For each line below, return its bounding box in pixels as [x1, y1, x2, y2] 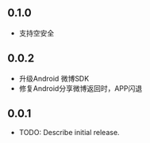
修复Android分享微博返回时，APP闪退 [18, 83, 143, 93]
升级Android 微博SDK [18, 73, 90, 83]
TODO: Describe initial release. [18, 128, 120, 137]
